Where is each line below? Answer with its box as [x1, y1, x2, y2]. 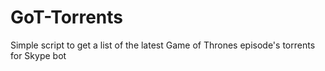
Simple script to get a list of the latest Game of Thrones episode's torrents [10, 39, 316, 51]
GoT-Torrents [10, 6, 124, 29]
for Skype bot [10, 49, 67, 61]
